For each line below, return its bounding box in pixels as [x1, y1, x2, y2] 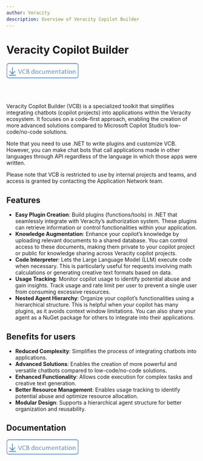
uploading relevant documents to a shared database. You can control [15, 237, 188, 244]
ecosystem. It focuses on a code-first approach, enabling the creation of [6, 116, 188, 123]
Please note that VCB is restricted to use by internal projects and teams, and [6, 171, 197, 178]
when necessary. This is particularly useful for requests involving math [15, 263, 192, 270]
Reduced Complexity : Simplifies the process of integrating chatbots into [15, 348, 197, 355]
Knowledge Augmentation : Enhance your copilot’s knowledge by [15, 230, 179, 238]
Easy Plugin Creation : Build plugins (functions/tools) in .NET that [15, 211, 178, 218]
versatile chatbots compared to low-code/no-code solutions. [15, 367, 167, 374]
